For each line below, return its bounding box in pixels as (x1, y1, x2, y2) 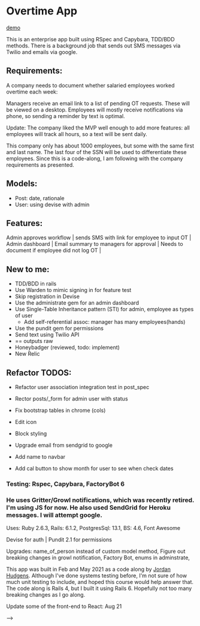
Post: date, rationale (14, 194, 65, 201)
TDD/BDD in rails (14, 280, 57, 287)
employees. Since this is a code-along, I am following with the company (6, 155, 183, 162)
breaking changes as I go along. (6, 591, 86, 598)
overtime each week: (6, 88, 58, 95)
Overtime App (6, 4, 78, 18)
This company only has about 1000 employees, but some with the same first (6, 142, 195, 149)
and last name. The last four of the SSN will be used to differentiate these (6, 148, 187, 155)
